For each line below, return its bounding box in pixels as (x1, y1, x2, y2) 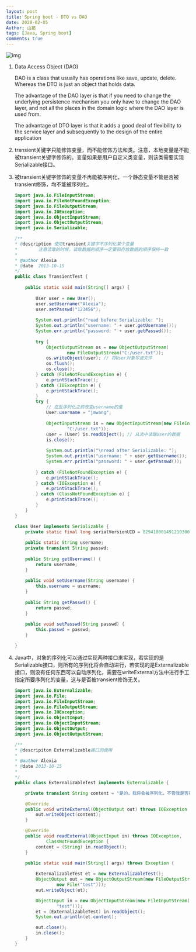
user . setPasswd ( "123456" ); (36, 306, 101, 312)
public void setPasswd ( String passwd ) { (25, 621, 125, 627)
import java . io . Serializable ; (14, 225, 89, 231)
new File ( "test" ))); (56, 882, 107, 888)
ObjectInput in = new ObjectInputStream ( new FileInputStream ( (36, 898, 190, 903)
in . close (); (36, 930, 65, 936)
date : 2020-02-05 (6, 19, 48, 25)
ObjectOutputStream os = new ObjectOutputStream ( (45, 344, 169, 350)
